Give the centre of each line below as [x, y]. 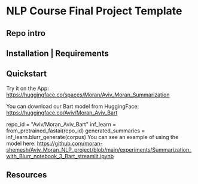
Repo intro [26, 33]
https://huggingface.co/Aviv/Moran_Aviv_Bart [62, 113]
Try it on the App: [28, 88]
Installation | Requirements [58, 53]
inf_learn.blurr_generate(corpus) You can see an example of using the [92, 137]
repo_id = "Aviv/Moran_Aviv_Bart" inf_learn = [61, 124]
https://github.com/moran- [70, 143]
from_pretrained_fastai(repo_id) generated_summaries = [76, 131]
